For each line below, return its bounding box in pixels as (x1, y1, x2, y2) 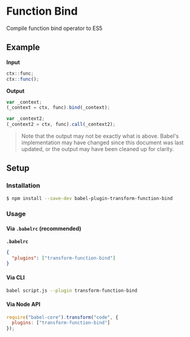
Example (6, 42, 40, 53)
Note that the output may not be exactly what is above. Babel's (21, 133, 179, 139)
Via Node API (6, 300, 41, 308)
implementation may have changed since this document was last (21, 139, 184, 146)
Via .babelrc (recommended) (6, 225, 82, 232)
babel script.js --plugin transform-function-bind (6, 287, 138, 294)
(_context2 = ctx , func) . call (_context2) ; (6, 121, 116, 128)
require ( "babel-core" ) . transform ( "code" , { (6, 314, 119, 320)
